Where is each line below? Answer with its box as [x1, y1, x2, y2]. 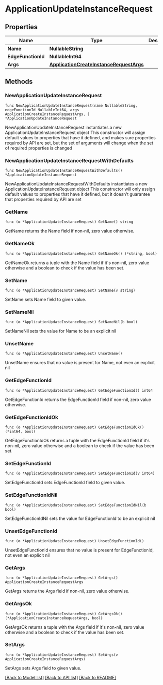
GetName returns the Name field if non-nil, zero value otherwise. [5, 228, 135, 234]
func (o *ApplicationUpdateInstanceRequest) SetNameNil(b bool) [5, 319, 138, 325]
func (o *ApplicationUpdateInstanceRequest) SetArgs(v [5, 652, 118, 657]
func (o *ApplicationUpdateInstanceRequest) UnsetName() [5, 351, 123, 356]
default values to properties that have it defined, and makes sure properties [5, 134, 156, 140]
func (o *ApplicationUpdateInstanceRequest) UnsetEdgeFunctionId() [5, 538, 145, 543]
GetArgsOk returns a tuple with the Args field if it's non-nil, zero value [5, 624, 145, 630]
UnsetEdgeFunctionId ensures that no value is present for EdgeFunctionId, [5, 547, 154, 553]
